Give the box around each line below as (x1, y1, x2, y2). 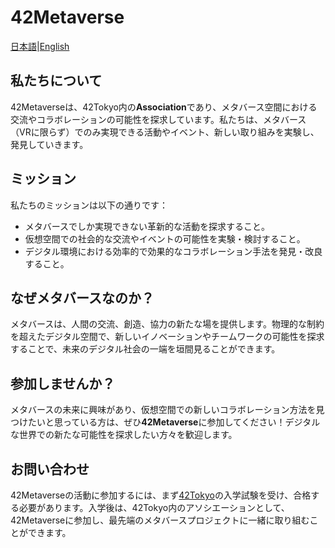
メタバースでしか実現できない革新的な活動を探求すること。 (24, 220, 271, 232)
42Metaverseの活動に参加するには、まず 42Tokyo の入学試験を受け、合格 (10, 489, 312, 501)
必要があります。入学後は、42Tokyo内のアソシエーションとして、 (18, 502, 290, 513)
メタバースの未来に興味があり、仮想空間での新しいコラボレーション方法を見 (10, 404, 325, 416)
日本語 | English (10, 40, 70, 52)
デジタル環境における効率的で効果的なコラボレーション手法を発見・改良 (24, 245, 323, 257)
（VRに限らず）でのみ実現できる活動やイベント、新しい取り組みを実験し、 (10, 126, 320, 138)
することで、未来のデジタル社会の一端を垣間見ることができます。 (10, 343, 281, 355)
